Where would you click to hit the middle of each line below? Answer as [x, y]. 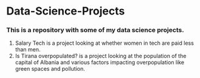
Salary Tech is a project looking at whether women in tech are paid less [105, 43]
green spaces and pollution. [50, 69]
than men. [28, 50]
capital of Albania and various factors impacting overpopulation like [99, 62]
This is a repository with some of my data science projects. [95, 30]
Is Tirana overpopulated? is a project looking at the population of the [101, 56]
